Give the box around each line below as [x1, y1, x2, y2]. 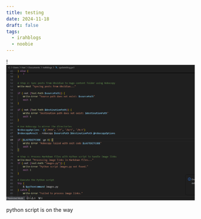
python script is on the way [6, 206, 74, 213]
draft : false [6, 22, 39, 28]
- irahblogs [11, 35, 42, 41]
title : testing [6, 10, 44, 16]
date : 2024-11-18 [6, 16, 50, 22]
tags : [6, 29, 20, 35]
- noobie [11, 41, 33, 47]
